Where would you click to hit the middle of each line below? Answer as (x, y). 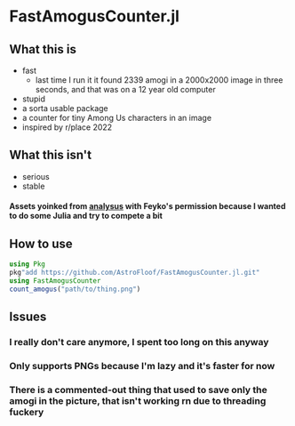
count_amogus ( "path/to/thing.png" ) (75, 289)
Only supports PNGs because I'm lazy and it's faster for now (142, 366)
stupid (34, 99)
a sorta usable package (65, 108)
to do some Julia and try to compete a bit (86, 216)
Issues (28, 317)
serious (36, 176)
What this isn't (50, 155)
